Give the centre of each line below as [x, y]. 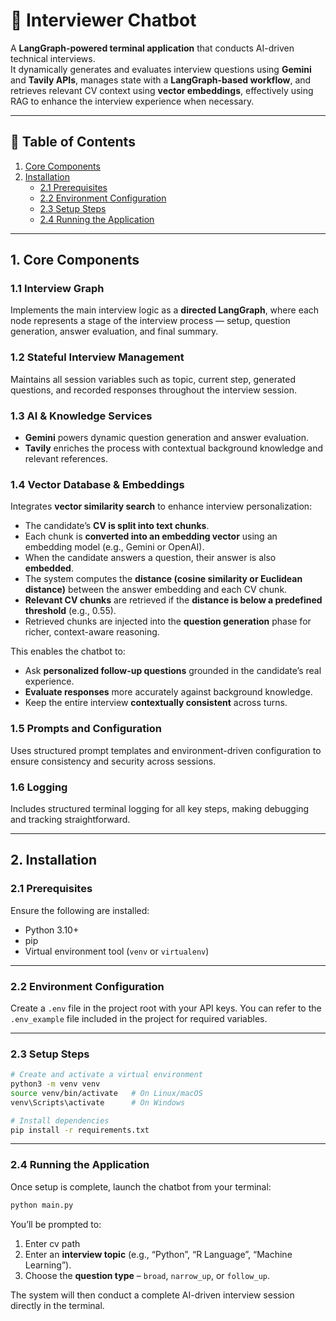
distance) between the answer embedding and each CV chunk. [156, 590]
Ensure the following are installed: [80, 910]
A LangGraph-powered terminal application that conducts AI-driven [152, 48]
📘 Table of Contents [73, 142]
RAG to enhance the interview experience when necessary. [132, 101]
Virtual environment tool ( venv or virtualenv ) [117, 951]
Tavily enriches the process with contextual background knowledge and [173, 448]
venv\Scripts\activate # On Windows [98, 1102]
